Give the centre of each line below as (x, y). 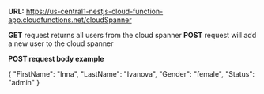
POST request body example (56, 59)
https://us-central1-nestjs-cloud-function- (94, 11)
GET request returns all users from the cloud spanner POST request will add (132, 35)
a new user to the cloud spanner (61, 43)
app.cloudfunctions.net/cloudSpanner (70, 20)
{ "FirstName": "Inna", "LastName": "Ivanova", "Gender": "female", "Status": (132, 74)
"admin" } (24, 83)
